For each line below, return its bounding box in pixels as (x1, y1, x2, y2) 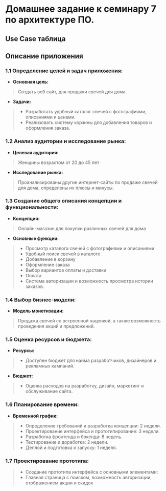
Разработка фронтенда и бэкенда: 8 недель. (25, 434, 123, 440)
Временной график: (12, 413, 58, 419)
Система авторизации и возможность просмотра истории (25, 278, 153, 284)
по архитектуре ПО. (5, 14, 94, 26)
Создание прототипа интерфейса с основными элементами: (25, 469, 158, 475)
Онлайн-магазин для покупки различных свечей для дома (17, 225, 147, 231)
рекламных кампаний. (25, 363, 75, 369)
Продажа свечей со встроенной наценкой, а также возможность (17, 318, 161, 324)
